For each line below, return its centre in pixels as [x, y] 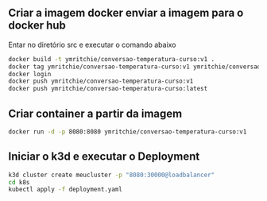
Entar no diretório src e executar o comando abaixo [92, 44]
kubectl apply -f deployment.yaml [66, 190]
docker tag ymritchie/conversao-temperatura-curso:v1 [99, 67]
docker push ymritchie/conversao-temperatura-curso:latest [108, 89]
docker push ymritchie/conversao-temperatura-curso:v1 [101, 81]
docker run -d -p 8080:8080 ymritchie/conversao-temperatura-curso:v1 [128, 132]
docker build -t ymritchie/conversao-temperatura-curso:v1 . [112, 59]
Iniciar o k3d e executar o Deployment [104, 157]
